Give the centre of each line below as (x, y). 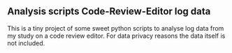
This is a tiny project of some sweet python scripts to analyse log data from (116, 28)
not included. (26, 43)
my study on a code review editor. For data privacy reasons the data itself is (116, 36)
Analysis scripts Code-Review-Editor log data (109, 12)
